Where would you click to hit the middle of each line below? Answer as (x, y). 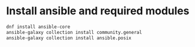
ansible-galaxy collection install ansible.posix (69, 38)
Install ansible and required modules (98, 11)
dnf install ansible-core (38, 27)
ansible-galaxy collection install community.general (74, 32)
